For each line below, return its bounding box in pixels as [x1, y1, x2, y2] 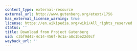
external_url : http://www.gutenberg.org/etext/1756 [5, 12, 113, 17]
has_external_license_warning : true [5, 16, 80, 21]
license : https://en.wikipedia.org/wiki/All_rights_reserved [5, 20, 133, 26]
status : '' [5, 25, 27, 30]
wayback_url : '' [5, 39, 38, 44]
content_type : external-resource [5, 7, 73, 12]
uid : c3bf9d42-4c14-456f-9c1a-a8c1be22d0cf [5, 34, 95, 39]
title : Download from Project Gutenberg [5, 30, 89, 34]
